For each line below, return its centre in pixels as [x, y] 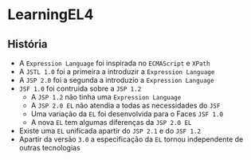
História [28, 44]
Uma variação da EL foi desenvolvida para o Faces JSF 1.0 [127, 114]
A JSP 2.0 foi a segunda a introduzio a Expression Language [116, 80]
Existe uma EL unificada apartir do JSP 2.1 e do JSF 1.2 [110, 131]
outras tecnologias [49, 148]
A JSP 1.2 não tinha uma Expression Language [106, 97]
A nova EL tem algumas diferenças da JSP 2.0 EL [111, 122]
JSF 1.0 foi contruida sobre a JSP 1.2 [80, 88]
